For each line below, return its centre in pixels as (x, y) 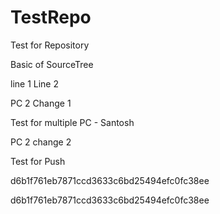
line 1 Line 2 (34, 83)
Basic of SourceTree (52, 64)
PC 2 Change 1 (41, 103)
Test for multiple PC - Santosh (72, 122)
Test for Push (38, 161)
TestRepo (51, 17)
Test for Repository (50, 45)
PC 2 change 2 (41, 142)
